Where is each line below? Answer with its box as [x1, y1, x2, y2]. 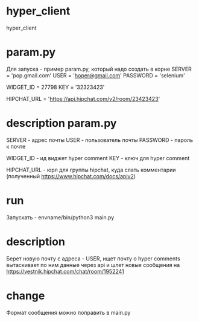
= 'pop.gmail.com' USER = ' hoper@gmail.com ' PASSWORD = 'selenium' [6, 71, 185, 79]
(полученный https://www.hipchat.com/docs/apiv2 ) [6, 172, 136, 179]
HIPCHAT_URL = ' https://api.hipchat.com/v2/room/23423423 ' [6, 95, 160, 102]
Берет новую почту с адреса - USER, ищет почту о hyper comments [6, 255, 180, 262]
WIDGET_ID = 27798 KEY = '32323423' [6, 83, 105, 91]
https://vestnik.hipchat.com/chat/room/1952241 [6, 268, 125, 275]
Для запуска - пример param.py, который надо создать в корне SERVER [6, 65, 192, 72]
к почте [6, 143, 26, 150]
